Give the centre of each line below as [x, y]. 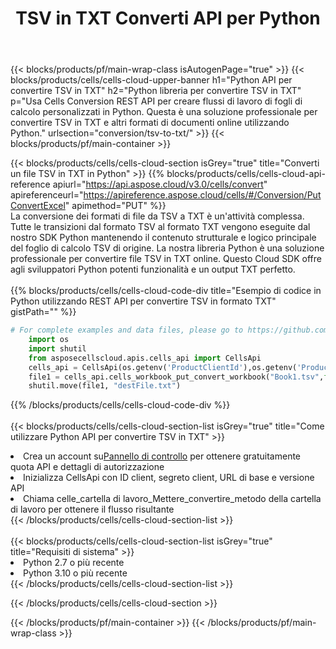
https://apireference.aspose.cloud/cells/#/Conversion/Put [202, 195]
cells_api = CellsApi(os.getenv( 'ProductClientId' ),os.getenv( [163, 367]
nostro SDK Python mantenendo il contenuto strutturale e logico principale [163, 238]
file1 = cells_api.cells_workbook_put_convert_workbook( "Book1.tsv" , [176, 377]
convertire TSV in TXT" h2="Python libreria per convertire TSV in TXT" [156, 91]
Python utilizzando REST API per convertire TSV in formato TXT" [143, 301]
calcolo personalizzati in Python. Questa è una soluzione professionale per [164, 112]
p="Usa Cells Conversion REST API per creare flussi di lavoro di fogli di [156, 101]
